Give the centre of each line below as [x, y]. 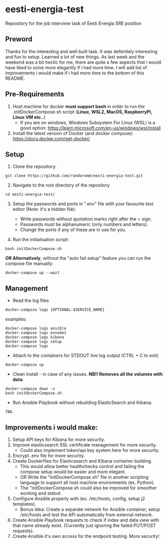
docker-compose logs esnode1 [36, 333]
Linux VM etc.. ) [29, 117]
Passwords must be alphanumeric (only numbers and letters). [84, 224]
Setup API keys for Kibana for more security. [59, 439]
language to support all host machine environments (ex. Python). [87, 482]
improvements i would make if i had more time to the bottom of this [75, 73]
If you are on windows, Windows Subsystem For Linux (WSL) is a [88, 122]
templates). [24, 504]
